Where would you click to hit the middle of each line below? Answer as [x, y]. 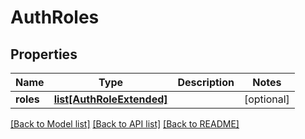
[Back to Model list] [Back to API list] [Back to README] [125, 124]
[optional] [266, 99]
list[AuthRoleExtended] [110, 99]
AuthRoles [55, 17]
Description [206, 82]
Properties [44, 54]
